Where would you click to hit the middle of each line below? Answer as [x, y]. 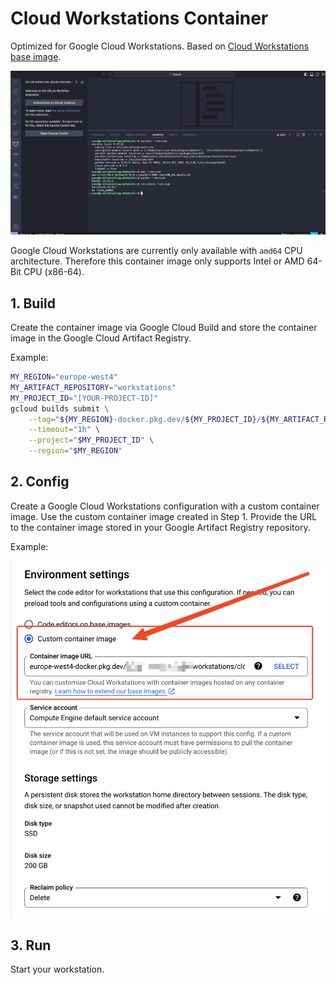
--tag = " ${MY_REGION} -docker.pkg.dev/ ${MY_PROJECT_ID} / [145, 419]
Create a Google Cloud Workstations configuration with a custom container [165, 506]
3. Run [31, 945]
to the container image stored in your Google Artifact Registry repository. [160, 527]
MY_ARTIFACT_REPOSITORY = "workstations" [93, 387]
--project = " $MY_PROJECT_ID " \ [91, 440]
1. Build [33, 303]
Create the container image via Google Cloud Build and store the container [164, 328]
